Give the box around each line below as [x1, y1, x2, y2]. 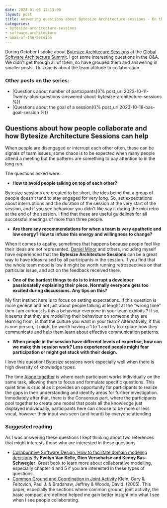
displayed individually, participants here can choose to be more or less [5, 405, 150, 411]
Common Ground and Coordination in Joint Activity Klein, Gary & [12, 476, 145, 482]
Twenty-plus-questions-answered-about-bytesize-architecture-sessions [12, 94, 162, 100]
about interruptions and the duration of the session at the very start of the [5, 200, 157, 206]
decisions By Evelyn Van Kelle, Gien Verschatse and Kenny [12, 455, 136, 461]
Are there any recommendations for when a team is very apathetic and [12, 226, 162, 232]
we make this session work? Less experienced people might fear [12, 344, 149, 350]
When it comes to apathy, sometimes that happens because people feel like [5, 241, 161, 247]
